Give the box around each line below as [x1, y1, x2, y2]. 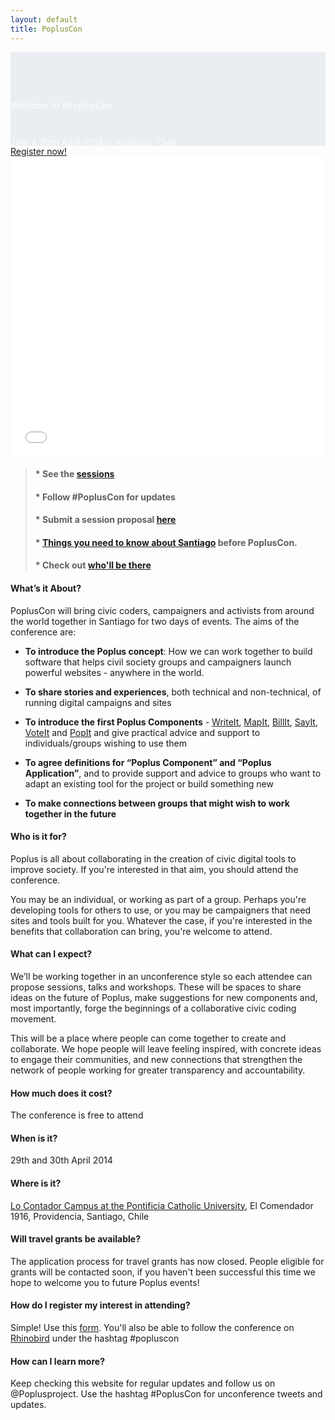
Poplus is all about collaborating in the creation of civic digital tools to [10, 852, 297, 865]
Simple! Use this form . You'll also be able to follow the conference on [10, 1322, 295, 1334]
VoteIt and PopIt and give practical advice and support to [24, 726, 261, 738]
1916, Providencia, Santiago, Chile [10, 1210, 150, 1222]
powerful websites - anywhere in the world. [24, 666, 205, 678]
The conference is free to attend [10, 1109, 144, 1121]
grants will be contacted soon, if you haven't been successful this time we [10, 1266, 316, 1278]
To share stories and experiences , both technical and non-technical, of [24, 686, 322, 698]
